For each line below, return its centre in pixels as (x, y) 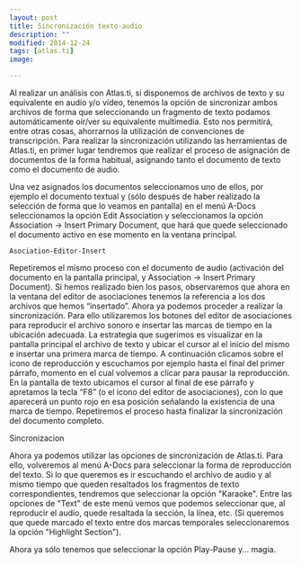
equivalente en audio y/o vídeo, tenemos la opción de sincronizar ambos (144, 103)
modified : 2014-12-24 (50, 43)
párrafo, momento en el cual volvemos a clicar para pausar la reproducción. (150, 373)
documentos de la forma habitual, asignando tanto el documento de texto (145, 160)
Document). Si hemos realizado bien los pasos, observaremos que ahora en (150, 287)
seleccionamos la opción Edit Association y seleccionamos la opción (136, 215)
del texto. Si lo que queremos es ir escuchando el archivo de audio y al (140, 474)
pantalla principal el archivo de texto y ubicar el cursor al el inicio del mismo (150, 344)
